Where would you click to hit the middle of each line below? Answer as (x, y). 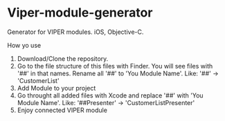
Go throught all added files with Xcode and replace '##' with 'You (110, 95)
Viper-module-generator (80, 13)
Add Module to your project (56, 88)
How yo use (24, 45)
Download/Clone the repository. (63, 58)
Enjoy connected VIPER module (62, 110)
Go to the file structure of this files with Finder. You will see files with (115, 66)
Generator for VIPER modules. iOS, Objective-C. (75, 32)
